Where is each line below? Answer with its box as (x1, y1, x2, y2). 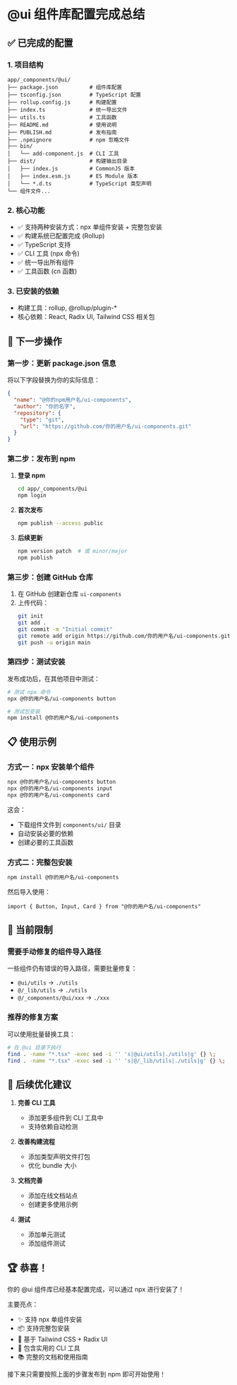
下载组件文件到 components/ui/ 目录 (17, 820, 121, 828)
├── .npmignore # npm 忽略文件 (7, 136, 130, 144)
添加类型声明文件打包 (28, 1152, 90, 1161)
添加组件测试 (28, 1239, 66, 1248)
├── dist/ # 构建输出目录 (7, 157, 128, 165)
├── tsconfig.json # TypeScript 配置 (7, 91, 141, 98)
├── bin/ (7, 142, 33, 149)
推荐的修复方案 (7, 1012, 59, 1022)
